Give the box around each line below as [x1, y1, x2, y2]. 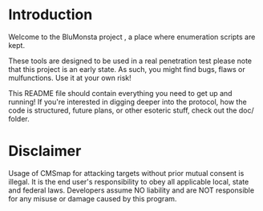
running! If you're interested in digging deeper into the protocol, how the [8, 97, 247, 106]
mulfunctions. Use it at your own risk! [8, 73, 132, 82]
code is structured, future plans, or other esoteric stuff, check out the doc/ [8, 105, 254, 115]
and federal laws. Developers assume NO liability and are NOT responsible [8, 185, 255, 195]
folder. [8, 113, 30, 123]
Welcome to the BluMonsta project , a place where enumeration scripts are [8, 32, 256, 42]
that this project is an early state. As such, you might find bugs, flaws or [8, 64, 246, 74]
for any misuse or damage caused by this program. [8, 193, 177, 203]
